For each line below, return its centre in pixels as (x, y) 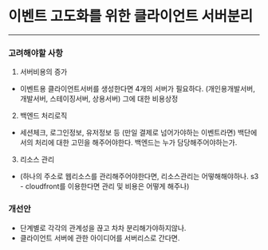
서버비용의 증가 (43, 72)
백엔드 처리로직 (43, 115)
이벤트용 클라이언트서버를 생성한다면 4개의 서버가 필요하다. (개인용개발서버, (137, 89)
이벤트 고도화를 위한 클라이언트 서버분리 (131, 16)
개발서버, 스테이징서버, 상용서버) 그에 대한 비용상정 (99, 99)
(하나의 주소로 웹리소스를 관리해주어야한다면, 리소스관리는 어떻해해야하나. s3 (139, 177)
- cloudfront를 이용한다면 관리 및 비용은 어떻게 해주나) (104, 186)
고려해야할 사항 (36, 53)
